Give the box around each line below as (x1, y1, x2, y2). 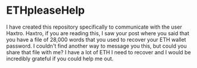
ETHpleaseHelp (6, 4, 85, 17)
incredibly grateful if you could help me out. (6, 55, 114, 62)
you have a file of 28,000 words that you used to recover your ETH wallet (6, 36, 186, 43)
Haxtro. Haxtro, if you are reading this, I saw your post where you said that (6, 29, 189, 36)
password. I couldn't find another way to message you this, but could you (6, 42, 187, 50)
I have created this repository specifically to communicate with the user (6, 23, 182, 30)
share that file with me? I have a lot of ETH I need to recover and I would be (6, 48, 191, 55)
